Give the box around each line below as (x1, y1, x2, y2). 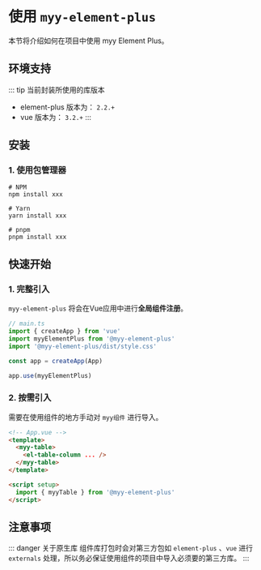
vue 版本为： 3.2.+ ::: (19, 112, 91, 122)
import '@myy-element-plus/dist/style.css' (8, 342, 158, 350)
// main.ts (8, 319, 45, 328)
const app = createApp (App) (8, 357, 103, 365)
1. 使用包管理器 (8, 165, 67, 176)
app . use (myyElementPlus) (8, 371, 92, 379)
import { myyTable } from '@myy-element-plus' (15, 488, 175, 496)
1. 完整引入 (8, 283, 50, 294)
